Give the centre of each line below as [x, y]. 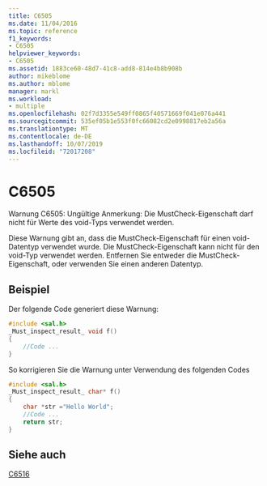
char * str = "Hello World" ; [68, 407]
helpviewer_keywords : [45, 53]
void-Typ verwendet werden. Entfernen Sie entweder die [103, 255]
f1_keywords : [30, 38]
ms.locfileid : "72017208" [52, 151]
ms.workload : [30, 99]
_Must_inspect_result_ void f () [63, 331]
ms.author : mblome [39, 83]
